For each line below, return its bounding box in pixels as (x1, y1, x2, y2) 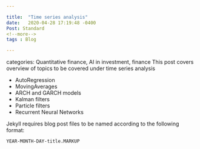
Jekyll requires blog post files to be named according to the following (6, 120, 179, 127)
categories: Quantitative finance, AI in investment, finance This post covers (6, 59, 194, 66)
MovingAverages (15, 83, 58, 90)
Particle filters (15, 102, 50, 109)
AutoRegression (15, 77, 56, 84)
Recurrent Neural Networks (15, 109, 84, 116)
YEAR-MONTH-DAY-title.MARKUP (6, 138, 80, 145)
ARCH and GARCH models (15, 89, 82, 97)
